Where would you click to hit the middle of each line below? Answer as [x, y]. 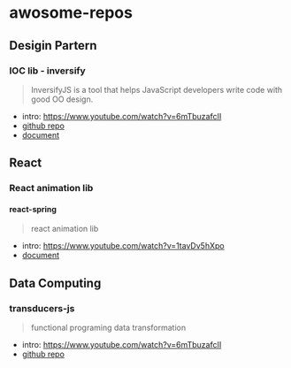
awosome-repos [71, 13]
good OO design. [62, 99]
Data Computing [55, 283]
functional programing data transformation [108, 328]
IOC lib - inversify [47, 71]
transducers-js [42, 308]
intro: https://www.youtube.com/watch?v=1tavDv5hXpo [123, 246]
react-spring [33, 209]
